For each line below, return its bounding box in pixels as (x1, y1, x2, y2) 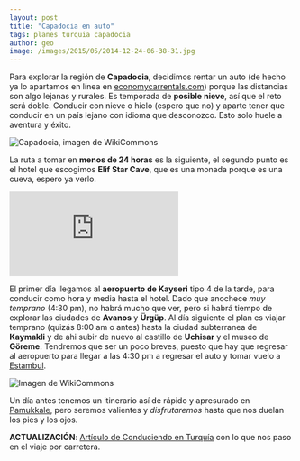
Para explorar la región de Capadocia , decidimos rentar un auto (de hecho (9, 71, 286, 82)
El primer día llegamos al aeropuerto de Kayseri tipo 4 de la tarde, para (9, 283, 275, 294)
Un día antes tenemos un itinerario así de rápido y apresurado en (9, 395, 250, 406)
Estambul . (9, 360, 47, 371)
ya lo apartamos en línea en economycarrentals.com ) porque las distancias (9, 81, 288, 92)
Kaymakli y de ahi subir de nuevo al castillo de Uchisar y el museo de (9, 331, 269, 343)
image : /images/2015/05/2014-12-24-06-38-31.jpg (9, 47, 195, 56)
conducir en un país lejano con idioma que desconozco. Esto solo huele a (9, 110, 283, 121)
